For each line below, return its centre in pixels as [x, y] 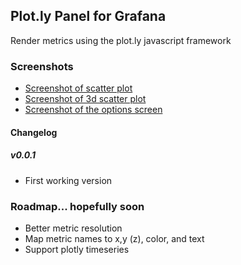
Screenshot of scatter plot [78, 88]
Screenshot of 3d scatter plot [85, 99]
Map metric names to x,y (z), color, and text [114, 238]
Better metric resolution [73, 228]
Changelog [34, 132]
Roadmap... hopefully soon [77, 206]
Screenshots [42, 66]
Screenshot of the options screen [93, 110]
